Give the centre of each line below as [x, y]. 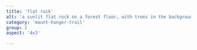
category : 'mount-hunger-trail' [45, 22]
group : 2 [17, 28]
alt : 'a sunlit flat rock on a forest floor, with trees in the [86, 17]
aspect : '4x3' [23, 33]
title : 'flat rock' [30, 11]
